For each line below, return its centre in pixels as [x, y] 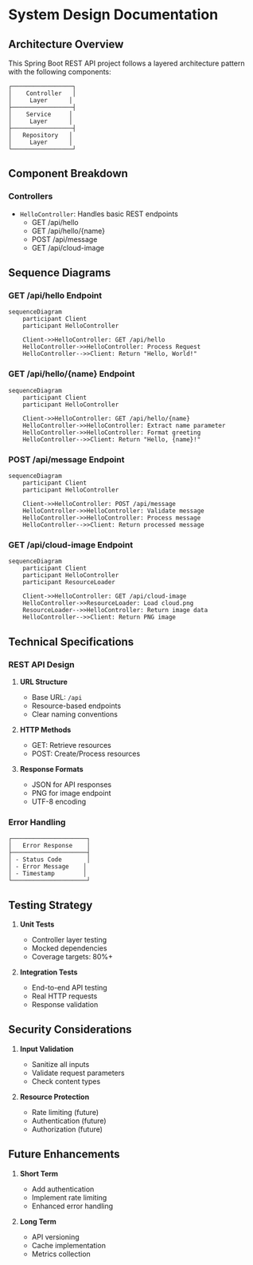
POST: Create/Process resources [86, 753]
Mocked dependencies [69, 948]
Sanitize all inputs [60, 1064]
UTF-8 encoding [58, 801]
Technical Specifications [71, 641]
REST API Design [42, 664]
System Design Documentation [113, 15]
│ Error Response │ [49, 846]
